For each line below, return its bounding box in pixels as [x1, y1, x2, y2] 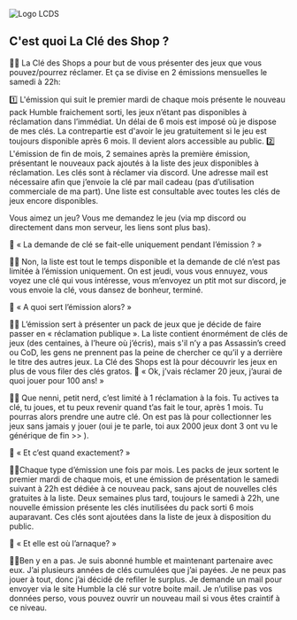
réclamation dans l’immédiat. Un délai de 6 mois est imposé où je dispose [9, 116, 277, 127]
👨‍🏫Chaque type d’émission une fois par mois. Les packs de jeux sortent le [9, 464, 280, 475]
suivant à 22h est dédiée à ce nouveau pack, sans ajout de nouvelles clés [9, 483, 278, 493]
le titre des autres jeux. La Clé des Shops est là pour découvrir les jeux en [9, 356, 278, 367]
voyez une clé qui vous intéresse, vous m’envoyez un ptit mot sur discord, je [9, 275, 287, 285]
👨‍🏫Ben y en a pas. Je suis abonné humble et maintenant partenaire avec [9, 554, 274, 566]
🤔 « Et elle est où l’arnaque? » [9, 538, 117, 548]
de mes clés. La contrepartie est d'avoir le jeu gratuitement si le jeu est [9, 125, 267, 136]
